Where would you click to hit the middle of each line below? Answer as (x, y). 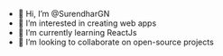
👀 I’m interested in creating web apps (87, 23)
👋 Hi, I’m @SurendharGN (64, 14)
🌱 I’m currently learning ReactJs (77, 32)
